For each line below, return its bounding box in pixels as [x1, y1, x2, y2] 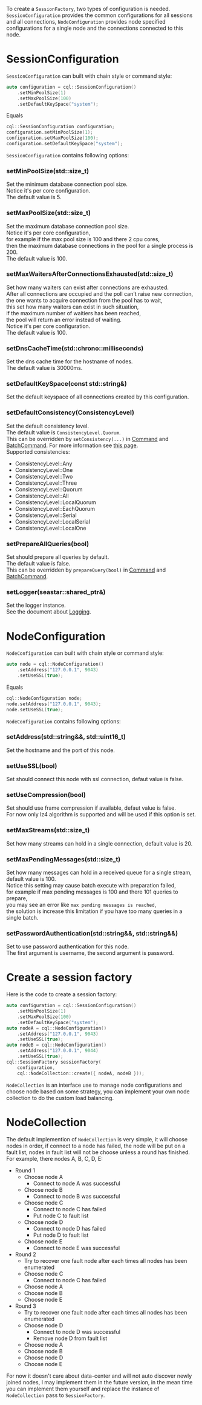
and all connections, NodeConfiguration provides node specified [6, 18, 166, 25]
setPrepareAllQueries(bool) [6, 539, 90, 548]
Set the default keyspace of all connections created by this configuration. [6, 393, 189, 400]
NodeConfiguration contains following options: [6, 717, 121, 725]
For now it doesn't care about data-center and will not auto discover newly [6, 1372, 192, 1379]
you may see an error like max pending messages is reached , [6, 901, 157, 908]
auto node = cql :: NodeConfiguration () [6, 661, 104, 668]
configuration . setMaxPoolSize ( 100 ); [6, 135, 99, 142]
